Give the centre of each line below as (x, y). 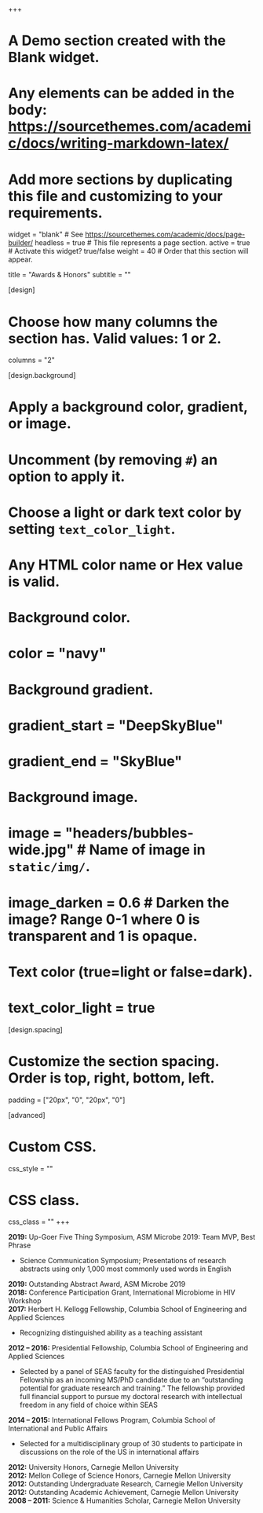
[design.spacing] (35, 1029)
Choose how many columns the (113, 322)
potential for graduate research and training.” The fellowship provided (132, 1388)
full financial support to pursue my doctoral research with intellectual (131, 1397)
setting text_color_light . (92, 529)
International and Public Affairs (58, 1429)
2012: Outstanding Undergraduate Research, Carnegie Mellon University (126, 1484)
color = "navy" (57, 654)
